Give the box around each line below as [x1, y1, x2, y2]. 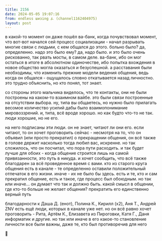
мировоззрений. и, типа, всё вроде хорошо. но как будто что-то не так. [5, 110, 154, 116]
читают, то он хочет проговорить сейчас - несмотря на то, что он [5, 130, 142, 136]
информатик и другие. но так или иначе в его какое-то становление [5, 216, 146, 222]
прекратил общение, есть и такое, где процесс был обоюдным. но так [5, 176, 151, 182]
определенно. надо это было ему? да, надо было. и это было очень [5, 49, 146, 55]
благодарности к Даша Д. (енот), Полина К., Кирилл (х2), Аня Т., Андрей [5, 201, 156, 207]
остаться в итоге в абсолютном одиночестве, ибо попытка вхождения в [5, 60, 155, 65]
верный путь [5, 192, 32, 197]
